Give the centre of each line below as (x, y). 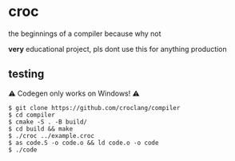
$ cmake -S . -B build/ (48, 122)
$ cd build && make (41, 129)
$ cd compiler (32, 115)
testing (26, 74)
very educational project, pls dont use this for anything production (118, 49)
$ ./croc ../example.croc (51, 135)
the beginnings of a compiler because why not (85, 33)
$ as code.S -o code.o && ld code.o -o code (84, 143)
